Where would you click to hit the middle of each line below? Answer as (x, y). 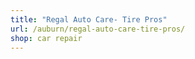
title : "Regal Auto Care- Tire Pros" (89, 19)
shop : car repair (46, 38)
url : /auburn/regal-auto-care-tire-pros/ (98, 29)
